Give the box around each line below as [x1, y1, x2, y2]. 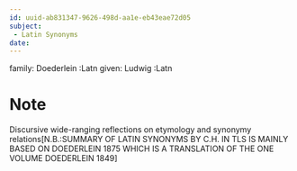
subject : [9, 22, 42, 31]
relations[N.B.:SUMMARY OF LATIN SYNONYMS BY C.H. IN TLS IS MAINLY [9, 134, 289, 145]
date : [9, 38, 30, 48]
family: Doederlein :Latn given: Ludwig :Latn [9, 63, 173, 74]
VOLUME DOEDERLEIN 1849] [9, 153, 118, 164]
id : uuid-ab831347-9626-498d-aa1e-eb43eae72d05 [9, 13, 192, 22]
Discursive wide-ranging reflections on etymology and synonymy [9, 124, 252, 135]
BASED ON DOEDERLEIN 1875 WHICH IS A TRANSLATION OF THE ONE [9, 143, 274, 154]
